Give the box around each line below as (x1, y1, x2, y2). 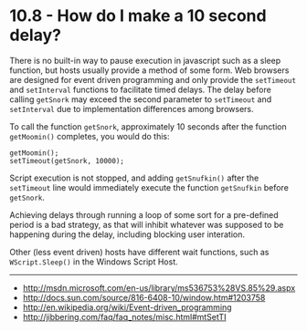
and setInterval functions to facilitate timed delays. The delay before (9, 84, 271, 95)
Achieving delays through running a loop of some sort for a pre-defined (9, 209, 279, 220)
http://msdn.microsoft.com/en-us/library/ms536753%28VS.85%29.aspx (22, 282, 296, 293)
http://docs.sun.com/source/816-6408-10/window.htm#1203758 (22, 292, 266, 303)
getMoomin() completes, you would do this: (9, 130, 170, 141)
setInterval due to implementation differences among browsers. (9, 103, 254, 114)
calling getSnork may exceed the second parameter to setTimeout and (9, 93, 272, 105)
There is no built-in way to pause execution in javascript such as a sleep (9, 55, 281, 66)
